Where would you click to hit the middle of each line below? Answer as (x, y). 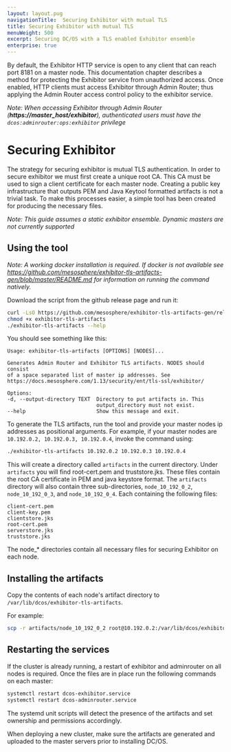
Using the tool (38, 248)
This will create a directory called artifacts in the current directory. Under (112, 465)
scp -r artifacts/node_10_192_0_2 (57, 628)
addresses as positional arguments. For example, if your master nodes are (112, 432)
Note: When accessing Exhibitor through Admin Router (85, 108)
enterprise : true (32, 45)
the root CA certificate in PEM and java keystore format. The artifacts (107, 479)
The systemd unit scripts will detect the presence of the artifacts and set (110, 713)
